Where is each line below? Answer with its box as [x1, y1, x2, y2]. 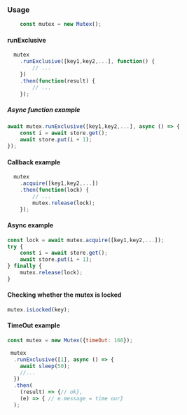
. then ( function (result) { [20, 77, 96, 85]
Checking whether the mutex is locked [7, 290, 122, 299]
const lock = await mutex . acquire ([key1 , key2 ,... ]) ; [7, 237, 165, 244]
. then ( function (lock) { [20, 186, 90, 193]
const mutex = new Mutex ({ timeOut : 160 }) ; [7, 337, 133, 344]
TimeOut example [7, 321, 61, 330]
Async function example [7, 106, 81, 114]
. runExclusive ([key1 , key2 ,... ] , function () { [20, 58, 155, 65]
